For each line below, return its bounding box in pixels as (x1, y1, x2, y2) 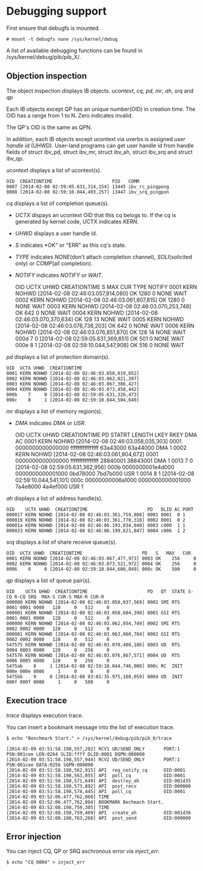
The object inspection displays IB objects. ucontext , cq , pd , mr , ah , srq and (6, 87, 194, 94)
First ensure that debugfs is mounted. (6, 24, 100, 32)
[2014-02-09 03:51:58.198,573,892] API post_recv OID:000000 (6, 783, 191, 789)
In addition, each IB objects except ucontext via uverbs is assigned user (6, 135, 186, 142)
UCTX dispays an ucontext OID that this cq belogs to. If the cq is (15, 211, 176, 218)
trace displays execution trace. (6, 712, 84, 719)
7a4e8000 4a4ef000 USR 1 (15, 482, 84, 490)
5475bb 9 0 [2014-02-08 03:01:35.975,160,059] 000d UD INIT (6, 673, 183, 679)
